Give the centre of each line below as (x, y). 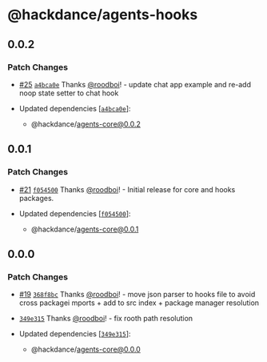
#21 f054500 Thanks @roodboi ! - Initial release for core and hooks (127, 189)
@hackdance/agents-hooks (103, 15)
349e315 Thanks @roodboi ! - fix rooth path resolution (106, 319)
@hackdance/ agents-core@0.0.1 (85, 229)
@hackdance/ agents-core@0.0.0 (86, 349)
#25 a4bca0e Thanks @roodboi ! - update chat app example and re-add (135, 84)
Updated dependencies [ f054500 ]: (75, 213)
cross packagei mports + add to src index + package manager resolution (139, 303)
